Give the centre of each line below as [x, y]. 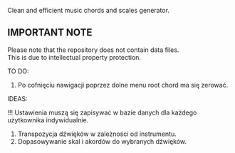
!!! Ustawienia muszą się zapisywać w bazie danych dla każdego [102, 112]
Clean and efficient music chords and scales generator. [88, 10]
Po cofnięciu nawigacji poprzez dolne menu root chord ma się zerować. [123, 85]
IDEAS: [17, 98]
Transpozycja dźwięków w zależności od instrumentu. [97, 134]
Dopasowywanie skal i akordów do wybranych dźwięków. [102, 141]
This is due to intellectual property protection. [74, 57]
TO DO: [19, 71]
